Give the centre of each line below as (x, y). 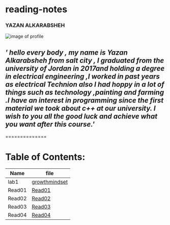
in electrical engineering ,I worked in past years (83, 76)
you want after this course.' (50, 124)
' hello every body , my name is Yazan (67, 52)
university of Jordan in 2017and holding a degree (85, 68)
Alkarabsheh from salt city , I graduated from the (85, 60)
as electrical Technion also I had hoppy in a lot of (85, 84)
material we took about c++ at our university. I (81, 108)
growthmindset (50, 182)
